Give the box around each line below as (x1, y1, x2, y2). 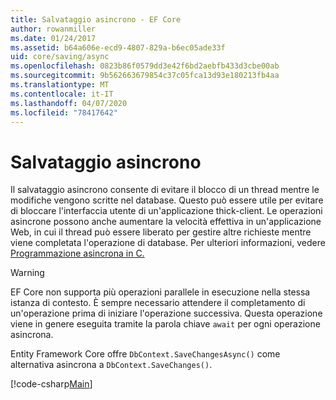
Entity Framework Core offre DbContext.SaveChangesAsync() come (10, 348, 281, 360)
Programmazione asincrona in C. (10, 247, 145, 260)
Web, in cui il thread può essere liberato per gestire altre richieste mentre (10, 226, 312, 238)
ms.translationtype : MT (10, 80, 110, 90)
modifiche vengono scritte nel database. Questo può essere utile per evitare (10, 194, 324, 206)
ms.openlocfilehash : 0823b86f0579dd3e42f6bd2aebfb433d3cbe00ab (10, 61, 280, 71)
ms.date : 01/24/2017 (10, 33, 97, 43)
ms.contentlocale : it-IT (10, 89, 114, 99)
